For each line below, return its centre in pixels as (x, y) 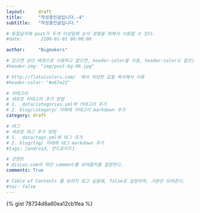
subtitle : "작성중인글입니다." (43, 23)
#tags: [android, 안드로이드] (40, 149)
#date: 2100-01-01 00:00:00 (49, 39)
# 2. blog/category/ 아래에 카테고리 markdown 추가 (66, 110)
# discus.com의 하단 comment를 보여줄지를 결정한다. (65, 165)
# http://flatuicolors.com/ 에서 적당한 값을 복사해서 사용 (75, 77)
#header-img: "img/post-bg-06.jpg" (50, 66)
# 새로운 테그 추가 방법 (31, 132)
